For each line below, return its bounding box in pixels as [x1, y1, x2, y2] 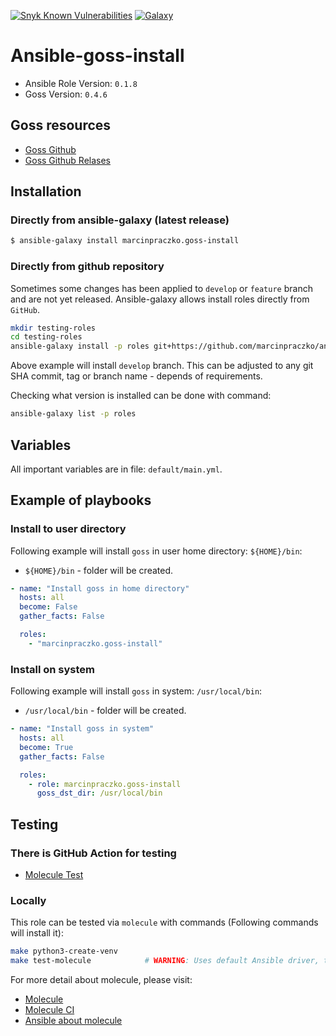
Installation [10, 183, 82, 200]
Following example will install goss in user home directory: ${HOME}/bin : [10, 545, 303, 557]
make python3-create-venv [10, 946, 118, 957]
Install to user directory [10, 522, 127, 536]
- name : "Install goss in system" [10, 724, 155, 734]
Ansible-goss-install [10, 45, 185, 67]
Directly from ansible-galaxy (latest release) [10, 213, 230, 227]
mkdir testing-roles [10, 323, 97, 333]
